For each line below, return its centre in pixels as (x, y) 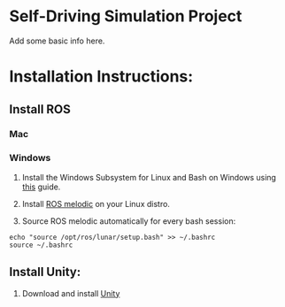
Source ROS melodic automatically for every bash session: (129, 221)
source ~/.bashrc (41, 245)
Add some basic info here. (57, 41)
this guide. (41, 187)
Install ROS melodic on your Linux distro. (96, 203)
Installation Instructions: (101, 77)
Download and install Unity (71, 293)
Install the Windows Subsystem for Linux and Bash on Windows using (149, 177)
